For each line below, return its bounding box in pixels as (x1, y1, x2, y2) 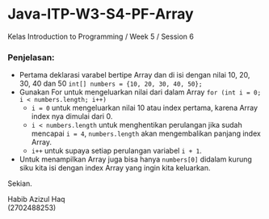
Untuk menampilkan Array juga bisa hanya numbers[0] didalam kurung (19, 154, 252, 164)
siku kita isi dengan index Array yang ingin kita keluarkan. (19, 163, 211, 173)
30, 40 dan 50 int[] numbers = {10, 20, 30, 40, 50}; (19, 78, 203, 89)
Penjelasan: (7, 52, 55, 63)
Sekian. (7, 179, 33, 188)
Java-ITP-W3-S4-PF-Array (7, 5, 195, 23)
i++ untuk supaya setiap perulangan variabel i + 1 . (31, 146, 203, 156)
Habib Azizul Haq (7, 195, 65, 204)
